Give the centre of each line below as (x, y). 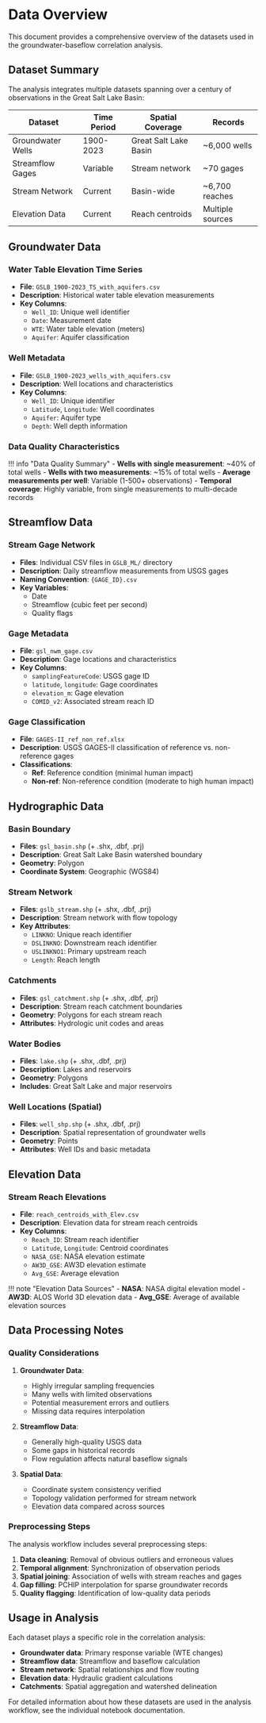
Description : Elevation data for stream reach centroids (108, 1222)
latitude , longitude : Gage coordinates (95, 685)
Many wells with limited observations (92, 1394)
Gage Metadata (38, 633)
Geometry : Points (49, 1141)
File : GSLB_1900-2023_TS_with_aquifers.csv (90, 287)
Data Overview (58, 15)
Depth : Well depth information (80, 425)
